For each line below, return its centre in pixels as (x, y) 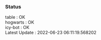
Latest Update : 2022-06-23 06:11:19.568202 (51, 33)
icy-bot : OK (17, 27)
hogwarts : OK (20, 22)
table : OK (15, 17)
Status (13, 7)
